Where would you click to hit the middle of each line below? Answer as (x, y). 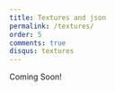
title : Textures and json (57, 18)
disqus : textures (42, 51)
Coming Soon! (36, 77)
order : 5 (26, 34)
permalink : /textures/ (52, 26)
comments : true (38, 43)
